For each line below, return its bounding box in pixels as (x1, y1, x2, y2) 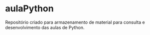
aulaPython (5, 3, 54, 14)
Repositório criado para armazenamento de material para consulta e (5, 19, 146, 25)
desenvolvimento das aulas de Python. (5, 24, 85, 30)
